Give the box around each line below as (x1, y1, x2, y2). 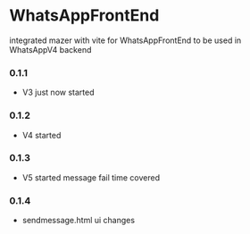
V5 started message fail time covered (21, 171, 161, 183)
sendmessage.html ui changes (21, 215, 136, 226)
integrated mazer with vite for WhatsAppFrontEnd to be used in (9, 35, 242, 46)
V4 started (21, 130, 62, 140)
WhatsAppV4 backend (9, 44, 92, 54)
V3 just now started (21, 87, 95, 98)
